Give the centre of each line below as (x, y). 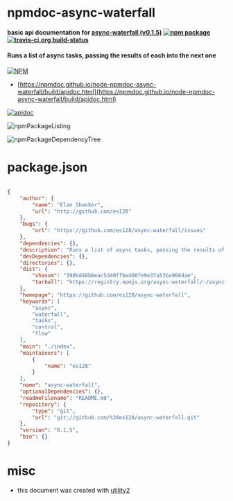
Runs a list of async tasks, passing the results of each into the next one (112, 55)
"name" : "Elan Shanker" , (68, 205)
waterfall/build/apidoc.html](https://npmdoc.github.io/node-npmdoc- (116, 91)
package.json (48, 167)
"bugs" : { (34, 224)
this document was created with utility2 (74, 490)
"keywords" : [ (40, 301)
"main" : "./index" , (48, 346)
